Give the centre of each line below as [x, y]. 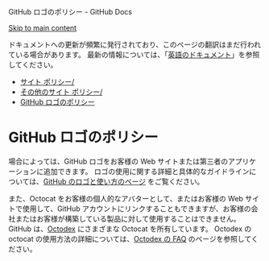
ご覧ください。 [179, 181]
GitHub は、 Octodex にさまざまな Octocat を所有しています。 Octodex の [130, 229]
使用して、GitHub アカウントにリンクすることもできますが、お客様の [137, 209]
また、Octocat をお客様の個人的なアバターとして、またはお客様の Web [126, 198]
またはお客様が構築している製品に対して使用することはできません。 [128, 218]
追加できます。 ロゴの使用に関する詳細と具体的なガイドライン [146, 171]
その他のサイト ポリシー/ [61, 92]
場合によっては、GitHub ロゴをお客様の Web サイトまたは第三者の [118, 161]
